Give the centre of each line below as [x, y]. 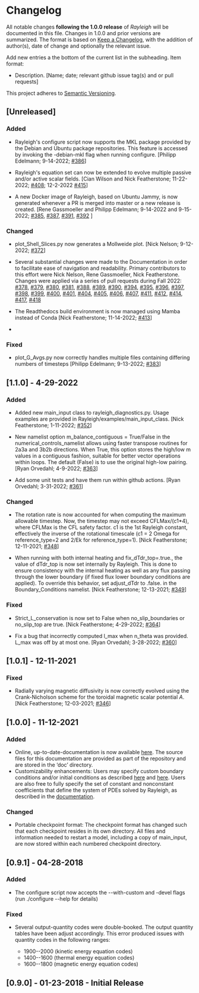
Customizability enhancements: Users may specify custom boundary [99, 771]
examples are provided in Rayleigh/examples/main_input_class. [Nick [99, 419]
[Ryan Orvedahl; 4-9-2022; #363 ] [56, 468]
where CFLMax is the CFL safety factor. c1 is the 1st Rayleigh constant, [101, 527]
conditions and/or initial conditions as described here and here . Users [100, 777]
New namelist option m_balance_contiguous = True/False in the [92, 437]
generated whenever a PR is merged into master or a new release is [98, 203]
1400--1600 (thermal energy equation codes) [79, 958]
